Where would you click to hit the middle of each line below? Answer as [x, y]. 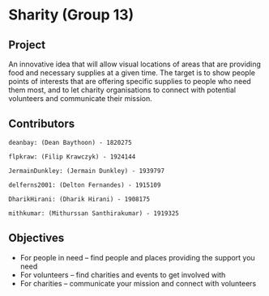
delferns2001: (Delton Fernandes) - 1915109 [85, 185]
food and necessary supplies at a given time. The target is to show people [132, 73]
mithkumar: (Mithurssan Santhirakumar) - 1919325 [94, 213]
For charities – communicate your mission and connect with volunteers [138, 283]
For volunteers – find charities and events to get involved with [123, 275]
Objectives [36, 238]
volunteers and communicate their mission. [80, 98]
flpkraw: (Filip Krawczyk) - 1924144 [72, 156]
